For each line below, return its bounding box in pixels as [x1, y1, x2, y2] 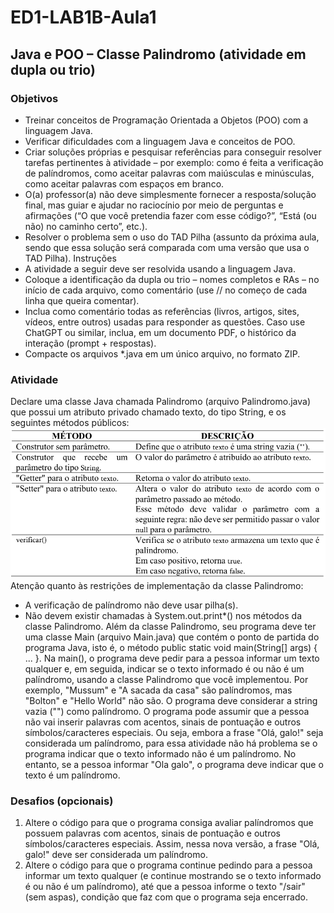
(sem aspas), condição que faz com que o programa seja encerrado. [24, 891, 308, 903]
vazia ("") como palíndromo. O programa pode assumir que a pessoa [24, 705, 310, 717]
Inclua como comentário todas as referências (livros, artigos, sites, [24, 305, 300, 317]
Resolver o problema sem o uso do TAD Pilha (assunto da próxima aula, [24, 231, 320, 243]
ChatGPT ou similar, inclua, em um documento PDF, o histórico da [24, 326, 297, 338]
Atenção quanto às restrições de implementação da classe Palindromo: [10, 579, 304, 591]
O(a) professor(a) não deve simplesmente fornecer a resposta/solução [24, 188, 317, 200]
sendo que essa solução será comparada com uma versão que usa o [24, 241, 310, 253]
